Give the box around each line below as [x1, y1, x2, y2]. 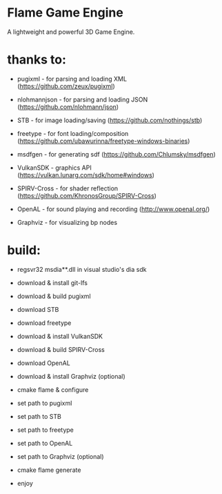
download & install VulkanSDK [17, 332, 103, 340]
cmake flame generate [17, 466, 81, 474]
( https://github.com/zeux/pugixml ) [17, 81, 115, 90]
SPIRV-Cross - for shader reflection [17, 184, 119, 192]
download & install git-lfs [17, 278, 88, 287]
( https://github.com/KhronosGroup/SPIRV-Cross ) [17, 191, 157, 199]
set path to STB [17, 412, 62, 420]
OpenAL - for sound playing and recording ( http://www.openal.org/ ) [17, 205, 210, 213]
